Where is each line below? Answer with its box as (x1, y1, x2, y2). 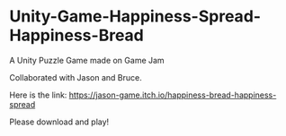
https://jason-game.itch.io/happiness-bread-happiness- (68, 89, 277, 100)
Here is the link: (9, 89, 67, 100)
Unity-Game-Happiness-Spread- (9, 6, 262, 27)
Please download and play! (9, 116, 110, 127)
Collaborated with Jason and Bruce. (9, 72, 142, 82)
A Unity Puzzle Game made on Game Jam (9, 55, 165, 65)
